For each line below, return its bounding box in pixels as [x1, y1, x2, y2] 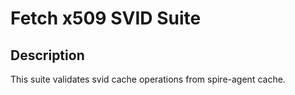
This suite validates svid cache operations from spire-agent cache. [10, 73, 286, 85]
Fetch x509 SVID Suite [10, 7, 202, 30]
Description [10, 47, 85, 64]
